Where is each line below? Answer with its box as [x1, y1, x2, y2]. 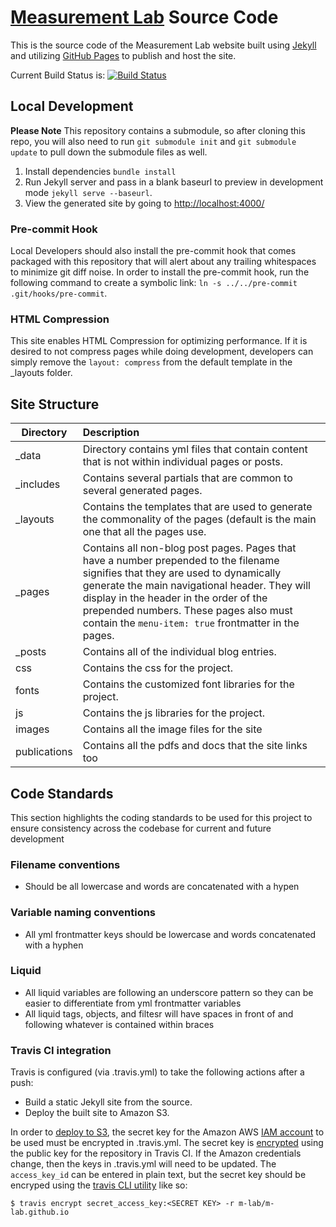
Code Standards [10, 785, 114, 802]
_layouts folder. [10, 367, 73, 379]
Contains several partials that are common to [82, 471, 293, 485]
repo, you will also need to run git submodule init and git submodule [10, 135, 297, 147]
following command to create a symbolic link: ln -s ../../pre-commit [10, 277, 298, 289]
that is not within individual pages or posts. [82, 455, 284, 469]
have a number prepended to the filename [82, 554, 280, 568]
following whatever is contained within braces [24, 1018, 215, 1030]
